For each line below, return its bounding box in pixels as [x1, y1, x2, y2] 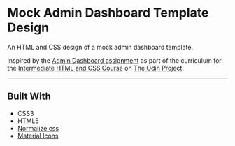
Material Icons [17, 131, 59, 140]
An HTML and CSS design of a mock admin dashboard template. [7, 43, 194, 51]
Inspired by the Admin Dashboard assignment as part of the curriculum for [7, 56, 222, 64]
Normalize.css [17, 124, 59, 132]
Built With [7, 91, 51, 103]
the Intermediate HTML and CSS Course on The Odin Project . [7, 64, 184, 72]
